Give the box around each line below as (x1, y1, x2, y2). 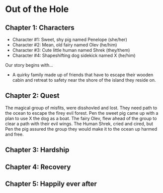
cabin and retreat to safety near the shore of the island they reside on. (12, 77, 156, 83)
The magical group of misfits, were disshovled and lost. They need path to (5, 105, 158, 111)
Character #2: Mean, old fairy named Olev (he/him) (12, 42, 117, 48)
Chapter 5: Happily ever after (5, 180, 97, 188)
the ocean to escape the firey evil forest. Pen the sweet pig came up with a (5, 110, 159, 116)
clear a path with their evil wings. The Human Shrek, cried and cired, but (5, 121, 153, 127)
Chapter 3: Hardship (5, 146, 70, 154)
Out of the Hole (5, 3, 69, 15)
